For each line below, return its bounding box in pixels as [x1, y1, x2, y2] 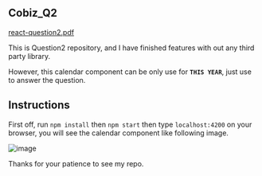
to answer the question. [8, 75, 86, 84]
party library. [8, 51, 50, 61]
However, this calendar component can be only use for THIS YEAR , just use [8, 67, 252, 76]
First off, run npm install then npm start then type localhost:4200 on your [8, 119, 252, 129]
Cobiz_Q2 [8, 6, 58, 20]
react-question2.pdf [8, 27, 74, 37]
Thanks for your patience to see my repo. [8, 158, 144, 168]
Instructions [8, 99, 70, 112]
